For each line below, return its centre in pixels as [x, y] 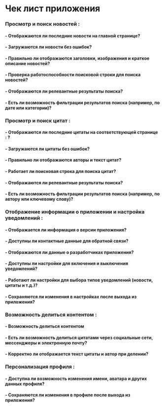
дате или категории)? [28, 108]
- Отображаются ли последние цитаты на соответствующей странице [82, 132]
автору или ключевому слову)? [39, 199]
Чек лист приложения [53, 9]
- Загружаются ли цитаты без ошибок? [48, 149]
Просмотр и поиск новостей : [43, 24]
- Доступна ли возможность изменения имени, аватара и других [76, 378]
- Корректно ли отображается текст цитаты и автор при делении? [77, 354]
